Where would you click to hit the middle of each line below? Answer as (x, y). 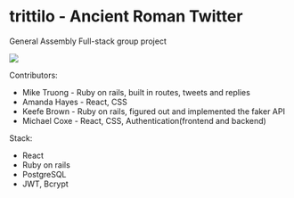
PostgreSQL (44, 174)
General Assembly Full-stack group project (88, 41)
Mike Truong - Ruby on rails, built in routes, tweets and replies (136, 92)
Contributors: (33, 75)
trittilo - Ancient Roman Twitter (126, 16)
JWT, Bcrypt (45, 184)
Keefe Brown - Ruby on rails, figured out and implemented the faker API (153, 111)
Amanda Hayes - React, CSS (74, 102)
